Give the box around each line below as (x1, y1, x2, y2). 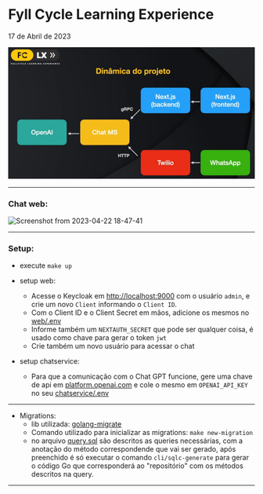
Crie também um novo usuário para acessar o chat (31, 342, 195, 351)
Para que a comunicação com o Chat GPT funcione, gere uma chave (31, 371, 253, 382)
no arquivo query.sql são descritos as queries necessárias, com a (31, 436, 243, 445)
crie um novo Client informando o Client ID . (31, 300, 178, 309)
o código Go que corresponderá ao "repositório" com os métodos (31, 461, 244, 470)
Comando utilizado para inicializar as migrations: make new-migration (31, 428, 253, 437)
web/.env (31, 317, 62, 326)
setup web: (19, 276, 56, 286)
